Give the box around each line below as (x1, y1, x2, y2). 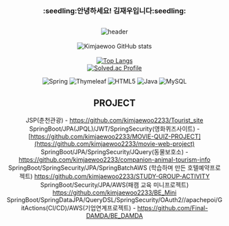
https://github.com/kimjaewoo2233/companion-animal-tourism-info (19, 155, 210, 164)
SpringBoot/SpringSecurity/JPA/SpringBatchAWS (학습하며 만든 (8, 164, 186, 172)
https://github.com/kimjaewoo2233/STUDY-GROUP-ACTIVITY (34, 173, 210, 181)
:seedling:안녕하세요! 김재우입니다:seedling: (43, 5, 186, 15)
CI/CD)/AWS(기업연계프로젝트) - (47, 204, 136, 212)
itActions (21, 204, 46, 212)
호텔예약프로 (187, 164, 221, 172)
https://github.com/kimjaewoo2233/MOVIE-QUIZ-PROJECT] (30, 132, 202, 141)
